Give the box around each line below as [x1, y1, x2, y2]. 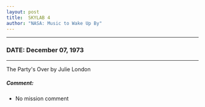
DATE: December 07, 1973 [6, 46, 84, 55]
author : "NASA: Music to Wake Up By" [6, 20, 103, 26]
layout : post [6, 9, 40, 15]
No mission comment [15, 95, 69, 102]
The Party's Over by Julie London [6, 65, 91, 73]
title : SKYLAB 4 [6, 15, 51, 21]
